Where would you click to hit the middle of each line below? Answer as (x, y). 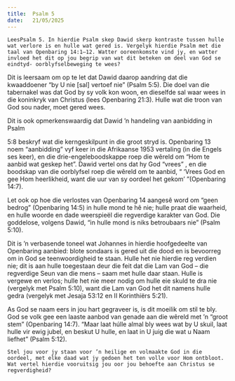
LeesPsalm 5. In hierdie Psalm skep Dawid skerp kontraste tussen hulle (116, 39)
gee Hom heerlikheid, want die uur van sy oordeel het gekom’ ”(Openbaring (117, 179)
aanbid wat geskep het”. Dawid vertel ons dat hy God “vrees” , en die (107, 164)
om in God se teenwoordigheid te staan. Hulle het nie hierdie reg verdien (112, 258)
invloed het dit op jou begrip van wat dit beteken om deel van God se (114, 58)
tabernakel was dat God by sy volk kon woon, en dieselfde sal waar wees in (116, 92)
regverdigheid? (29, 370)
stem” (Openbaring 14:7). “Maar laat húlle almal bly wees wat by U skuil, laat (117, 324)
